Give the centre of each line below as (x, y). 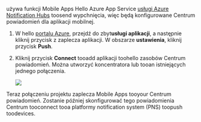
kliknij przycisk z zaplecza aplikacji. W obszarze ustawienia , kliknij (98, 40)
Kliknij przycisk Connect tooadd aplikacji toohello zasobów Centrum (100, 58)
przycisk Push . (34, 46)
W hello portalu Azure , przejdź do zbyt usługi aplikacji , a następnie (98, 33)
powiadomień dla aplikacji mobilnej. (51, 22)
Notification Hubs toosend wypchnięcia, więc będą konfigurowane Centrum (101, 15)
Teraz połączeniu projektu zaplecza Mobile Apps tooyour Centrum (89, 94)
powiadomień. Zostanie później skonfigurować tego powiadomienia (90, 100)
